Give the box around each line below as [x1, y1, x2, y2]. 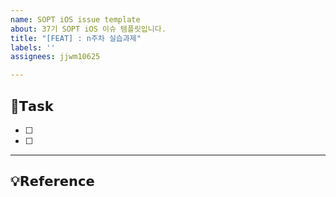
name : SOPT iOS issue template [10, 14, 141, 25]
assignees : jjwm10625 [10, 52, 101, 62]
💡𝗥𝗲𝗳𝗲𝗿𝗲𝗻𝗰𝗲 [10, 173, 95, 190]
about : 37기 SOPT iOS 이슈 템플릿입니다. [10, 24, 167, 34]
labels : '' [10, 42, 56, 53]
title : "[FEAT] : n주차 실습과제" [10, 33, 142, 43]
